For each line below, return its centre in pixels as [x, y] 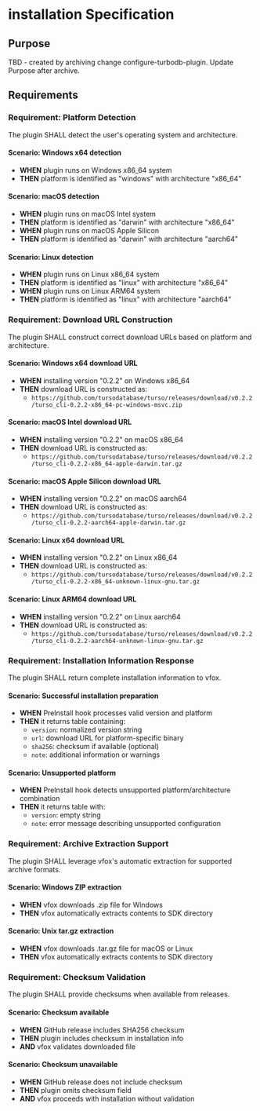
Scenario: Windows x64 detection [65, 153]
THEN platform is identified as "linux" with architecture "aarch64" [125, 299]
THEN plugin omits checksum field [75, 1090]
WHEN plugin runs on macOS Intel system [88, 214]
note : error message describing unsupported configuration [126, 824]
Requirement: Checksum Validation [77, 977]
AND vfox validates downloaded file [77, 1047]
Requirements [43, 95]
